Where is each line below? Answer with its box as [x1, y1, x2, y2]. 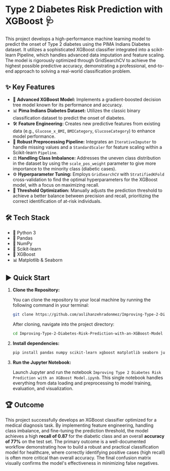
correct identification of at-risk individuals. [12, 198, 102, 204]
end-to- [148, 63, 164, 69]
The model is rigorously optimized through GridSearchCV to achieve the [5, 57, 156, 63]
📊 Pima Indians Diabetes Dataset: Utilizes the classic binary [12, 107, 141, 113]
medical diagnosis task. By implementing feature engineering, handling [5, 422, 154, 428]
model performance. [12, 133, 56, 139]
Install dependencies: [12, 340, 60, 346]
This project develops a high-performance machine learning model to [5, 36, 151, 42]
